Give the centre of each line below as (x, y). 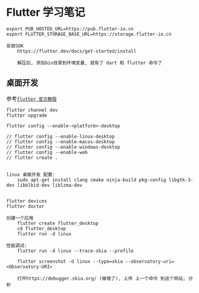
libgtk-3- (181, 180)
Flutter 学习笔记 (46, 12)
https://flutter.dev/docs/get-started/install (77, 51)
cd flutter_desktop (42, 228)
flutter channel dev (32, 110)
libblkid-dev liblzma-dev (50, 185)
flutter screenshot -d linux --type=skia (70, 261)
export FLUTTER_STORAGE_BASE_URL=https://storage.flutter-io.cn (89, 34)
